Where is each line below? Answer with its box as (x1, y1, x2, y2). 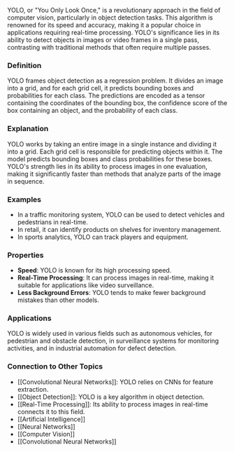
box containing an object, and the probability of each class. (7, 107, 178, 115)
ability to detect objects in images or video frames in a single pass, (7, 36, 200, 44)
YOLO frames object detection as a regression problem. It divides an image (7, 76, 224, 85)
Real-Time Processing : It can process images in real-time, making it (17, 273, 214, 282)
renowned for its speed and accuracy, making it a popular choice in (7, 21, 201, 29)
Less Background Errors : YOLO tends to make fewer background (17, 289, 206, 297)
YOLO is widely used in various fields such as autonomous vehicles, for (7, 329, 213, 338)
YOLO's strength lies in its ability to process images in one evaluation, (7, 162, 207, 170)
